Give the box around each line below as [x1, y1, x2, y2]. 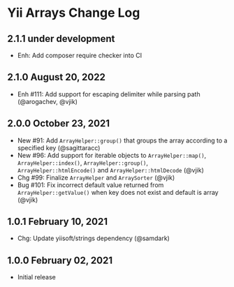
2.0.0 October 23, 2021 [7, 117, 110, 130]
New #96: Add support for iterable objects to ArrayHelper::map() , [17, 151, 207, 159]
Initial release [17, 273, 56, 281]
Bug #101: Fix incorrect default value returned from [17, 180, 164, 189]
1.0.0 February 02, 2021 [7, 254, 113, 266]
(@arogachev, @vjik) [17, 97, 78, 105]
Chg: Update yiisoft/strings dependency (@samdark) [17, 234, 170, 242]
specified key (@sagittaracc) [17, 143, 101, 152]
